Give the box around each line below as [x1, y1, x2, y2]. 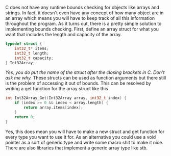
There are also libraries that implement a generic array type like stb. [5, 145, 148, 151]
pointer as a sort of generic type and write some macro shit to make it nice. [5, 139, 163, 145]
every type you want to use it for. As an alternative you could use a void [5, 134, 156, 140]
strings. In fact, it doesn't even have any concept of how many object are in [5, 10, 164, 16]
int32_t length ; [14, 50, 50, 56]
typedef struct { [5, 41, 42, 46]
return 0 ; [14, 114, 36, 119]
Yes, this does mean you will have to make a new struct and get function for [5, 128, 165, 135]
